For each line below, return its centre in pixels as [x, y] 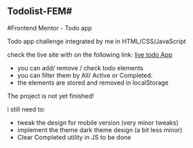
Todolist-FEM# [40, 11]
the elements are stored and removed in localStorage [93, 83]
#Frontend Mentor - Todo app [49, 28]
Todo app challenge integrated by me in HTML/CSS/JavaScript [97, 41]
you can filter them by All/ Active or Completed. [85, 75]
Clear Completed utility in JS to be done [74, 137]
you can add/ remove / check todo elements [80, 67]
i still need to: [26, 109]
